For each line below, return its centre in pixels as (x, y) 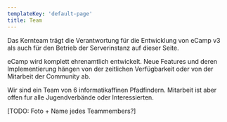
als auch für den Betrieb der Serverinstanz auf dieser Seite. (93, 48)
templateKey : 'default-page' (50, 14)
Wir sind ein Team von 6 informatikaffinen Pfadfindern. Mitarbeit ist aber (112, 90)
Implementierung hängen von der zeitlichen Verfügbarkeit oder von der (110, 69)
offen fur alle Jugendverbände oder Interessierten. (81, 97)
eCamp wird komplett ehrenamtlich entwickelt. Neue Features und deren (112, 61)
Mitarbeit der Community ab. (49, 76)
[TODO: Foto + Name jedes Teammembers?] (72, 111)
